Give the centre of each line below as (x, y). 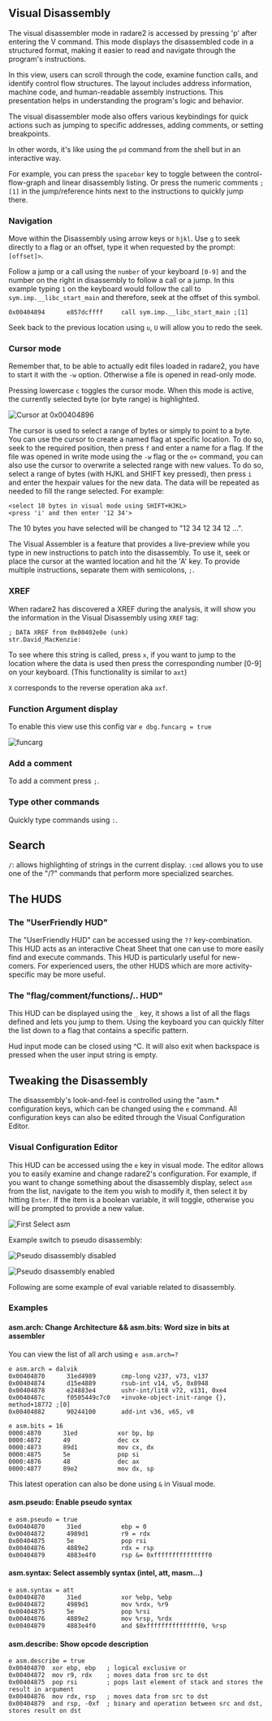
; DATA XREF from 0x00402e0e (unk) (69, 632)
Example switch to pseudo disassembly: (76, 1240)
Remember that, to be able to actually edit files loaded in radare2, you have (134, 366)
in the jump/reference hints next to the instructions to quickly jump (132, 191)
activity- (239, 966)
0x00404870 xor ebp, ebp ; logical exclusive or (97, 1668)
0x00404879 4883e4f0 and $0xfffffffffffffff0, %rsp (118, 1626)
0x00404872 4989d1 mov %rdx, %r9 (89, 1605)
